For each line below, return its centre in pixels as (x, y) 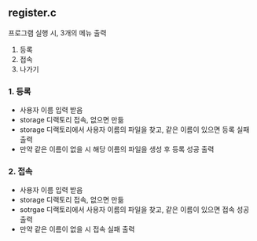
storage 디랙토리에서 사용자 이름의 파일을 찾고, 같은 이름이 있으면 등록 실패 (134, 130)
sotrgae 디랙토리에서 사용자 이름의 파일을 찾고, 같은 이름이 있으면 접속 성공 (134, 210)
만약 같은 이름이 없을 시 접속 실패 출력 (77, 229)
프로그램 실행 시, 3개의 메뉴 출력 (57, 33)
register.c (32, 13)
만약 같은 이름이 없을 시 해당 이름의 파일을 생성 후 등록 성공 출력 (117, 149)
